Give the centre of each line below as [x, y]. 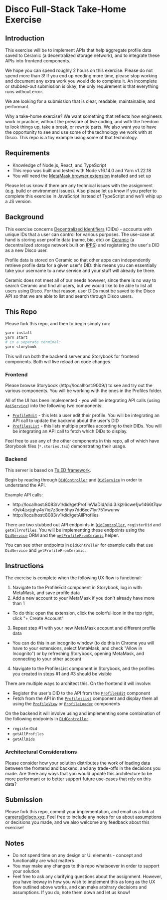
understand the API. [26, 485]
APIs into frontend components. [38, 61]
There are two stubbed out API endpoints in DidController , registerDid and [83, 524]
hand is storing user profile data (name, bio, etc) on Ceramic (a [70, 239]
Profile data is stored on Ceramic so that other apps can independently [78, 260]
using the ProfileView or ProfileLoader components [66, 704]
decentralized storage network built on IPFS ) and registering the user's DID [82, 245]
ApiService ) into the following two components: [54, 406]
